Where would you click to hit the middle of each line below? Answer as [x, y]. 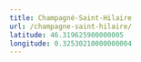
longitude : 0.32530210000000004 [70, 43]
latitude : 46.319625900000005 [67, 35]
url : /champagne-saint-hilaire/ [70, 26]
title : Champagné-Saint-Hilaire [70, 18]
